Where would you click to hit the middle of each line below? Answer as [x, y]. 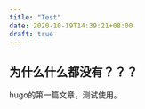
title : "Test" [36, 17]
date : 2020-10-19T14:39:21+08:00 [71, 26]
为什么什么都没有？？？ [73, 72]
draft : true [31, 34]
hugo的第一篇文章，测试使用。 [65, 95]
